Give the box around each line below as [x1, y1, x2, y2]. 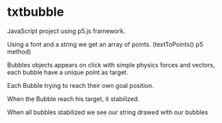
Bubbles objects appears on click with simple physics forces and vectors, [7, 60, 215, 69]
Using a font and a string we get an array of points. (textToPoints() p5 [7, 40, 203, 48]
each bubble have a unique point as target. [7, 68, 129, 76]
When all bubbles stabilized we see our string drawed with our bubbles [7, 108, 208, 116]
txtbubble [7, 4, 64, 20]
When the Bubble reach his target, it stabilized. [7, 94, 140, 103]
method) [7, 47, 32, 56]
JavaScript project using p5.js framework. [7, 27, 126, 35]
